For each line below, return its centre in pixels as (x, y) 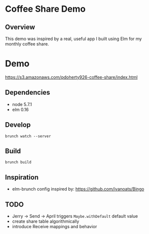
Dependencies (28, 93)
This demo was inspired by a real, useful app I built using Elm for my (74, 39)
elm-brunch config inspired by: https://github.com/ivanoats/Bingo (78, 189)
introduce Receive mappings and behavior (55, 226)
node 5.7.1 (22, 104)
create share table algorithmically (46, 221)
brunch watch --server (28, 136)
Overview (20, 27)
